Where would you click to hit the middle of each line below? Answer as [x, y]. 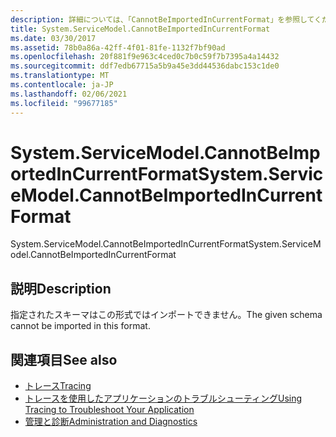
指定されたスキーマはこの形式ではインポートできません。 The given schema [166, 315]
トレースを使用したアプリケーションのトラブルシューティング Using [163, 398]
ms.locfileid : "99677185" [64, 103]
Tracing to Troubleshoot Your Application [109, 410]
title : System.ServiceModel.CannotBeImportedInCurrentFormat [140, 29]
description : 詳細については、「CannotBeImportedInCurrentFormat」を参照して [162, 19]
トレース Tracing [58, 386]
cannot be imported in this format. [80, 326]
